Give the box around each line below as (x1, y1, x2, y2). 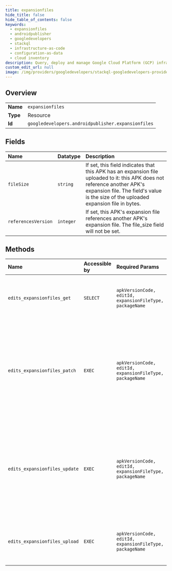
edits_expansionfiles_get (8, 295, 71, 301)
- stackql (10, 41, 31, 46)
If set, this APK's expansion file (85, 208, 160, 215)
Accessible (83, 260, 112, 267)
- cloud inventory (10, 55, 50, 61)
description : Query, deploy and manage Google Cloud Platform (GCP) (5, 60, 155, 65)
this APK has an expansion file (85, 168, 158, 175)
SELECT (83, 295, 100, 301)
